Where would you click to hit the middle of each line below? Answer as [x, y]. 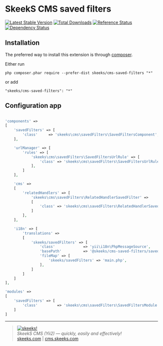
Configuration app [33, 106]
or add [12, 82]
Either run [15, 64]
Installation [22, 43]
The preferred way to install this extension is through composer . [69, 54]
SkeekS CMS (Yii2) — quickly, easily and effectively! [69, 333]
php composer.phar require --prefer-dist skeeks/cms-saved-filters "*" [79, 73]
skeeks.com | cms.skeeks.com [48, 338]
